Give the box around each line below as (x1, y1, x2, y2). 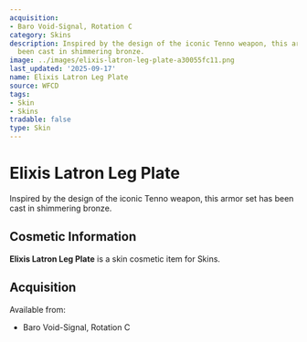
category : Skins (9, 30, 71, 39)
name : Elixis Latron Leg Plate (9, 73, 129, 82)
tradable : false (9, 115, 71, 124)
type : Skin (9, 124, 51, 133)
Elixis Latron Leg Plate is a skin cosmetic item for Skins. (9, 253, 221, 264)
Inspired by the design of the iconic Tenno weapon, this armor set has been (9, 192, 294, 203)
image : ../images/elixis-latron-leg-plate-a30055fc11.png (9, 56, 235, 65)
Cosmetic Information (9, 229, 137, 244)
